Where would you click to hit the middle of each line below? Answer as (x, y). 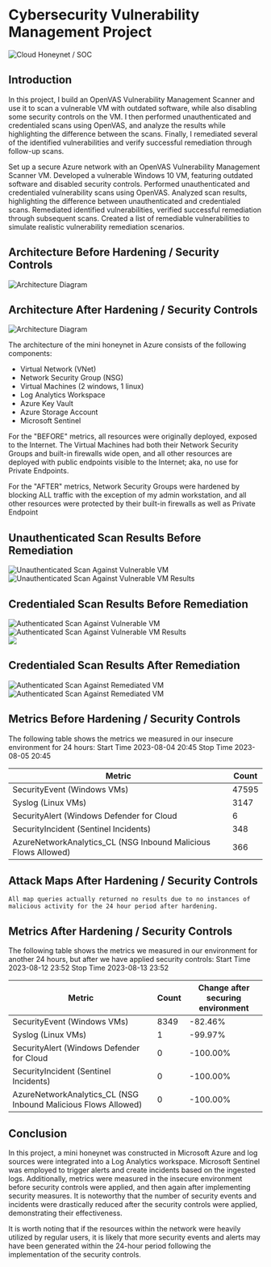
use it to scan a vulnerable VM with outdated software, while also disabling (133, 108)
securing (224, 998)
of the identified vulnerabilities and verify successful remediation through (130, 142)
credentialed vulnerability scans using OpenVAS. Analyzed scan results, (128, 193)
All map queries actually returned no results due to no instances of (129, 900)
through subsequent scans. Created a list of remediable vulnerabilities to (129, 218)
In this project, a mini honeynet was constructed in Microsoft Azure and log (133, 1153)
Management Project (80, 32)
